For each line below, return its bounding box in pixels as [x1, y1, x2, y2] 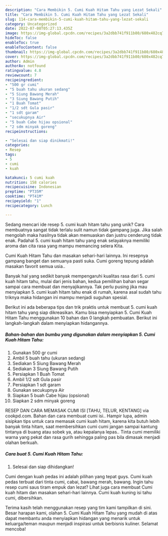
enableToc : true [5, 40, 39, 45]
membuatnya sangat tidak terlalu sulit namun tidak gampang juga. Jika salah [5, 227, 162, 233]
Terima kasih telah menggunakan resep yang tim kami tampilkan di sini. [5, 504, 152, 510]
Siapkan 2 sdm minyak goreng [12, 398, 75, 404]
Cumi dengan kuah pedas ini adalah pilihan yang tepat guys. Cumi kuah [5, 473, 152, 479]
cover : [5, 54, 19, 59]
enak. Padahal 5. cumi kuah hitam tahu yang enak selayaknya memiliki [5, 237, 150, 243]
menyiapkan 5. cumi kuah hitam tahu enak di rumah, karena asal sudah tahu [5, 289, 161, 295]
